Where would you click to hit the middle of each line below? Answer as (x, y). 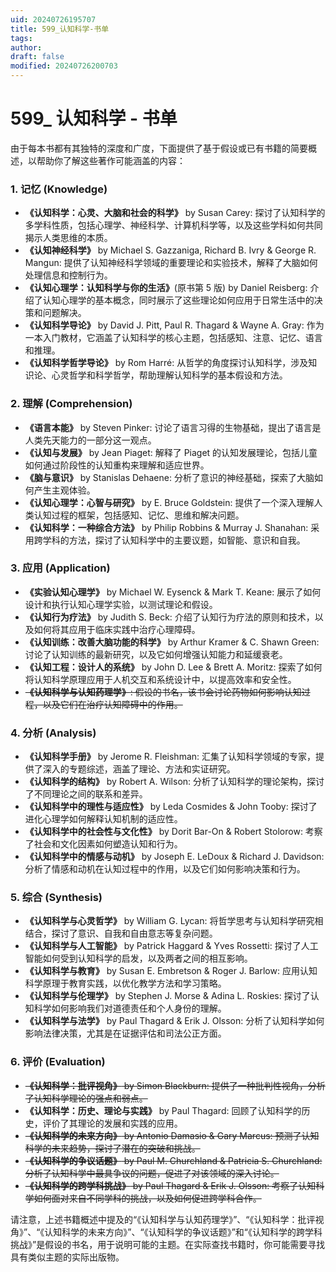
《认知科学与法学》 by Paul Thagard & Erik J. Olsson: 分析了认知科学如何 (174, 1021)
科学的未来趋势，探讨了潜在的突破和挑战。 (112, 1148)
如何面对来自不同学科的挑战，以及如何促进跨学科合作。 (147, 1198)
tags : (21, 38)
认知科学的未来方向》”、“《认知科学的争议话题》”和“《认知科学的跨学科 (183, 1232)
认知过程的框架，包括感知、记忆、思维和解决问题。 (139, 515)
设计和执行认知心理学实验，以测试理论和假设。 (121, 604)
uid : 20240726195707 (53, 19)
